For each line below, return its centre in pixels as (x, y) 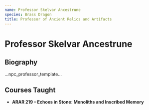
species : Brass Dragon (28, 14)
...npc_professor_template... (33, 74)
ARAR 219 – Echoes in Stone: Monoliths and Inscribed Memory (78, 102)
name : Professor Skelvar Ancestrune (43, 10)
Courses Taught (30, 90)
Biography (21, 62)
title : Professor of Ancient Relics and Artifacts (58, 19)
